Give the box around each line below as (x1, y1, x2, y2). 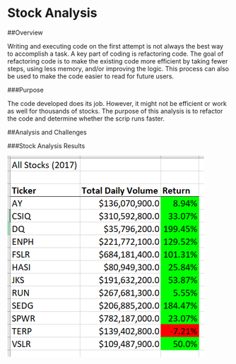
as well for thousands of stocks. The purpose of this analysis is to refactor (7, 107, 223, 115)
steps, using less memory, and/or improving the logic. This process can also (7, 64, 230, 73)
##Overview (7, 28, 44, 37)
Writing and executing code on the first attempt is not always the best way (7, 42, 224, 50)
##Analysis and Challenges (7, 128, 87, 136)
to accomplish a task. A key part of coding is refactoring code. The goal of (7, 49, 224, 58)
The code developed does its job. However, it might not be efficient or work (7, 99, 228, 107)
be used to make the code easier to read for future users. (7, 72, 175, 80)
